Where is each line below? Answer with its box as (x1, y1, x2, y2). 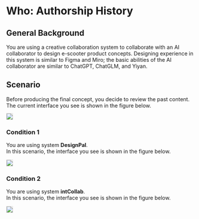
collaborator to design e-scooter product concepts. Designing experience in (6, 50, 194, 57)
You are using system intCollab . (6, 188, 85, 195)
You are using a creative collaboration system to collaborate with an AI (6, 43, 180, 51)
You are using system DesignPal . (6, 142, 88, 149)
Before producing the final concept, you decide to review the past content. (6, 95, 190, 102)
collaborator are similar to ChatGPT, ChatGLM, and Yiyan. (6, 62, 148, 70)
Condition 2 (6, 174, 41, 183)
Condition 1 (6, 128, 40, 136)
